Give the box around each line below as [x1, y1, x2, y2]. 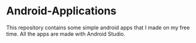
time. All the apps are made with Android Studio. [6, 30, 126, 37]
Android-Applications [6, 4, 117, 18]
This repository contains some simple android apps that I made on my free [6, 24, 190, 31]
